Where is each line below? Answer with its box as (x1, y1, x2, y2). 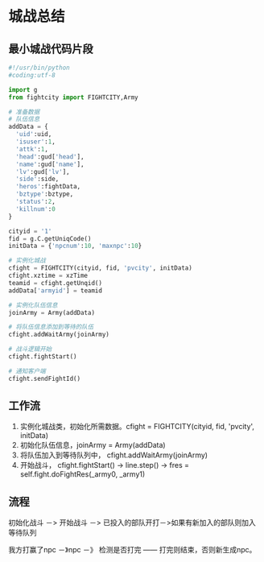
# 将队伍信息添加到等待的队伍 (8, 323, 94, 331)
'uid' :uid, (15, 130, 52, 138)
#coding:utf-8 (8, 71, 56, 79)
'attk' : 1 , (15, 145, 48, 153)
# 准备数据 (8, 108, 40, 116)
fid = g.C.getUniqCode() (8, 234, 92, 242)
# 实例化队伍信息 (8, 301, 58, 309)
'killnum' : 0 (15, 205, 56, 213)
